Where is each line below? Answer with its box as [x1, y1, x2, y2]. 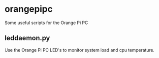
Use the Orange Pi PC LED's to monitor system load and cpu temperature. [4, 47, 155, 53]
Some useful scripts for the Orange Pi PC [4, 20, 88, 26]
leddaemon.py [4, 34, 50, 42]
